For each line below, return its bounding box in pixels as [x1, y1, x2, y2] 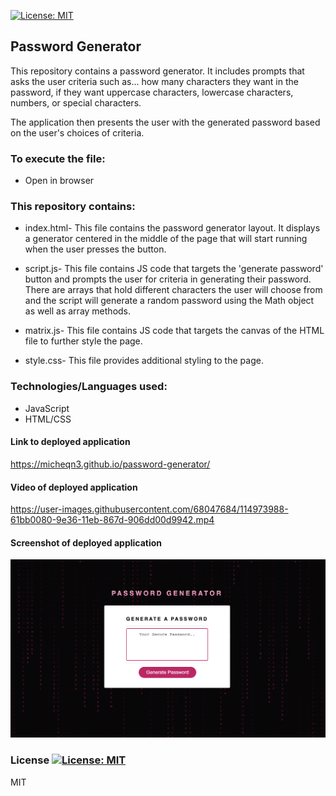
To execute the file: [10, 151, 106, 165]
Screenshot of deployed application [10, 536, 163, 549]
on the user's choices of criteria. [10, 126, 145, 139]
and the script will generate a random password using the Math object [24, 295, 315, 307]
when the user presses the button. [24, 243, 167, 255]
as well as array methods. [24, 305, 132, 317]
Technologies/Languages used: [10, 380, 168, 394]
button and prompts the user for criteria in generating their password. [24, 273, 312, 285]
